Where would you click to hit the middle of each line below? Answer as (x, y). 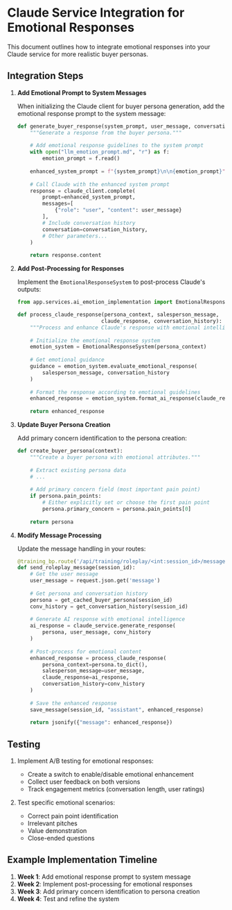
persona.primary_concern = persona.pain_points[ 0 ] (117, 509)
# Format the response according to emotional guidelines (115, 392)
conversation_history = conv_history (94, 684)
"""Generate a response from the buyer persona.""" (106, 133)
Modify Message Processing (59, 535)
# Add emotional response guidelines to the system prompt (117, 146)
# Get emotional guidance (68, 360)
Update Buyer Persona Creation (64, 424)
